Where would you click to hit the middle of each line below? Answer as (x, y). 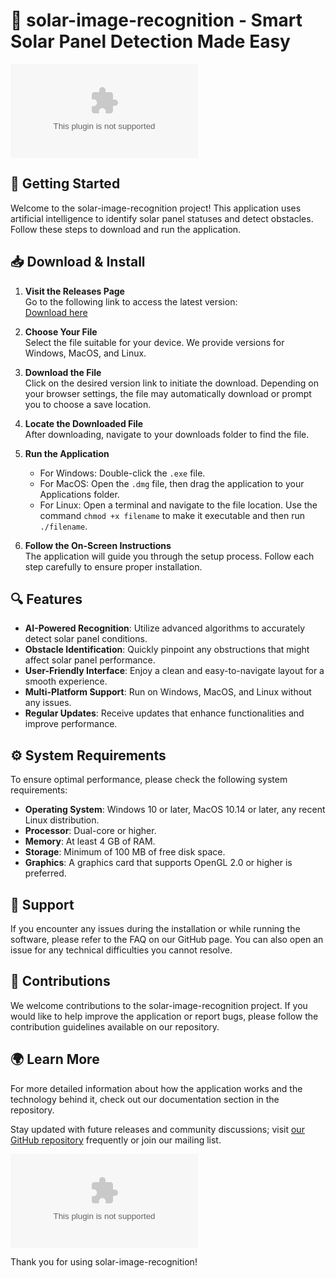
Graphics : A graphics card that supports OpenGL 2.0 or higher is (158, 863)
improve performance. (71, 724)
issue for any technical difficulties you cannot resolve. (121, 950)
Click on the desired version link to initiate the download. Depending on (171, 383)
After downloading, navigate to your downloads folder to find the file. (167, 434)
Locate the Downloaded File (84, 423)
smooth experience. (66, 681)
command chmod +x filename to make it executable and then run (172, 515)
